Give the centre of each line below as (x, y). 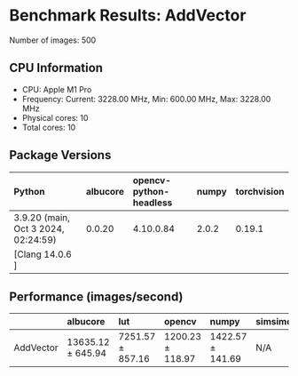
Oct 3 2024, (39, 228)
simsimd (274, 322)
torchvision (260, 191)
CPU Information (56, 68)
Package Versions (60, 155)
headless (153, 203)
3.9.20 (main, (42, 217)
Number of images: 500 (53, 40)
